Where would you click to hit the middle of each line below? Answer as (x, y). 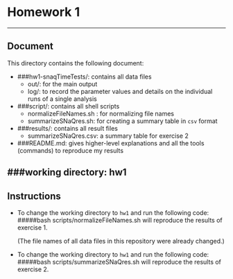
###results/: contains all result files (67, 128)
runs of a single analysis (62, 99)
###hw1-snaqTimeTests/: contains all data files (84, 77)
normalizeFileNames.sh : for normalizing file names (101, 113)
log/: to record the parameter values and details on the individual (120, 91)
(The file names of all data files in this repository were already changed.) (121, 241)
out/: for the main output (62, 83)
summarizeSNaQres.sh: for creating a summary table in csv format (122, 121)
